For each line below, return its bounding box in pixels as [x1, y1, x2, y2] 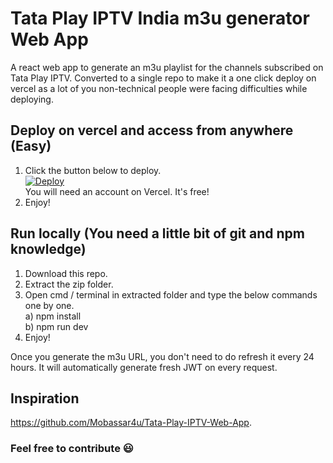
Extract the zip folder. [24, 278, 114, 290]
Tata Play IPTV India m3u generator [10, 7, 310, 30]
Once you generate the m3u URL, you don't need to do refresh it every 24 [10, 350, 315, 362]
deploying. [10, 93, 54, 105]
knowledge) [10, 241, 87, 258]
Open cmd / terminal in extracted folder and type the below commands [24, 288, 318, 301]
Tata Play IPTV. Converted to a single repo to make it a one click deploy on [10, 72, 317, 84]
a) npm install [24, 310, 82, 322]
